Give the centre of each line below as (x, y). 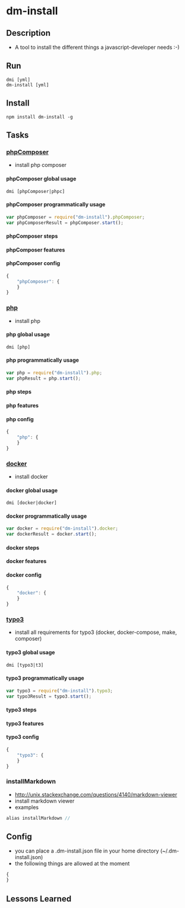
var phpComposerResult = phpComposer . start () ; (65, 223)
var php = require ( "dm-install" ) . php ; (54, 373)
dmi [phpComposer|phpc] (36, 191)
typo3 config (23, 737)
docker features (26, 561)
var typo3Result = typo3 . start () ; (49, 696)
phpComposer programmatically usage (56, 204)
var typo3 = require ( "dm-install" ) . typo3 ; (59, 691)
